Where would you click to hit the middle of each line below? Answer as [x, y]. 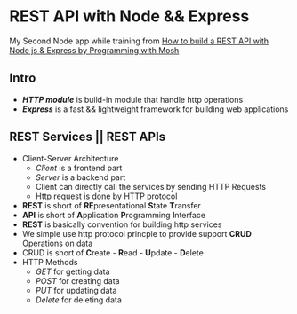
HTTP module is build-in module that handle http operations [132, 99]
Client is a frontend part [79, 168]
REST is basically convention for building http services [122, 224]
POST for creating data [77, 280]
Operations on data [57, 243]
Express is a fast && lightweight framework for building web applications [155, 109]
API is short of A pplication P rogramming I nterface [114, 215]
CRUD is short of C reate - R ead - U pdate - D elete [113, 252]
